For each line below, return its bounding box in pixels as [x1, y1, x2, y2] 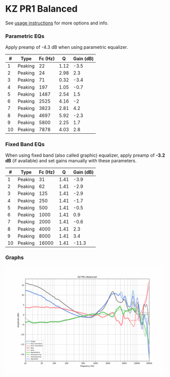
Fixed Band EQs [5, 140, 45, 148]
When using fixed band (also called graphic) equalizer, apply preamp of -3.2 [5, 152, 165, 158]
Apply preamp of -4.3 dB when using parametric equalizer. [5, 44, 128, 50]
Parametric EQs [5, 33, 45, 40]
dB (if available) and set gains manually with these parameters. [5, 158, 137, 164]
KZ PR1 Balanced [5, 3, 78, 15]
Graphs [5, 254, 24, 261]
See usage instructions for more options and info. [5, 20, 109, 26]
